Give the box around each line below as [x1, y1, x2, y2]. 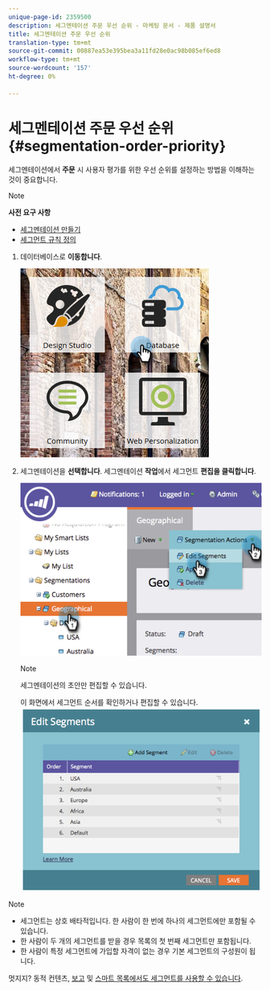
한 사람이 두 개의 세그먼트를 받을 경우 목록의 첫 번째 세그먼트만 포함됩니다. [19, 936, 252, 946]
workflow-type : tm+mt [8, 56, 81, 64]
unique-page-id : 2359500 [8, 13, 92, 21]
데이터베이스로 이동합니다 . [19, 251, 103, 261]
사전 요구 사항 [8, 207, 51, 217]
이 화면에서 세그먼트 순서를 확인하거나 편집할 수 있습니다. [19, 697, 198, 707]
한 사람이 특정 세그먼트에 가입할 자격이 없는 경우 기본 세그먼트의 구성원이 [19, 947, 247, 956]
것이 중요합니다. [8, 174, 59, 185]
